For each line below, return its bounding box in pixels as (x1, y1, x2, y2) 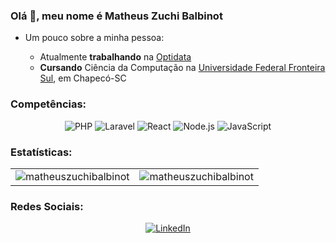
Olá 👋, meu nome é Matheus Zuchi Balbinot (10, 9, 223, 23)
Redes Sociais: (10, 199, 84, 213)
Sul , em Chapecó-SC (39, 72, 127, 84)
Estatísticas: (10, 145, 73, 159)
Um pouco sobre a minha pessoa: (24, 32, 165, 44)
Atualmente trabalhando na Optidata (39, 51, 192, 63)
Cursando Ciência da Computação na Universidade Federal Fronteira (39, 62, 326, 74)
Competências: (10, 97, 87, 111)
